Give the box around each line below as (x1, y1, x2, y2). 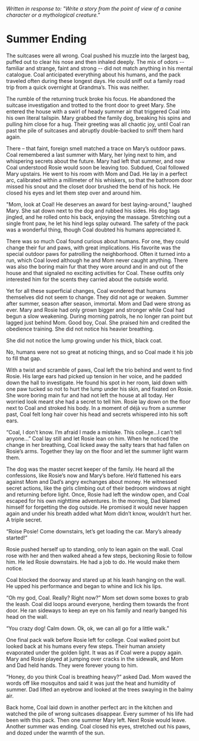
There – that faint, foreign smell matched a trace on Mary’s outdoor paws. (6, 144, 186, 152)
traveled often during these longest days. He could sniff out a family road (6, 77, 185, 84)
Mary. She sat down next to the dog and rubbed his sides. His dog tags (6, 207, 180, 214)
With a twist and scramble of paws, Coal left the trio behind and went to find (6, 366, 193, 373)
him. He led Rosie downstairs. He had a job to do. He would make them (6, 558, 180, 566)
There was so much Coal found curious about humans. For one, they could (6, 237, 189, 245)
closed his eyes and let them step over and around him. (6, 189, 142, 196)
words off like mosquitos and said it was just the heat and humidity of (6, 680, 176, 687)
